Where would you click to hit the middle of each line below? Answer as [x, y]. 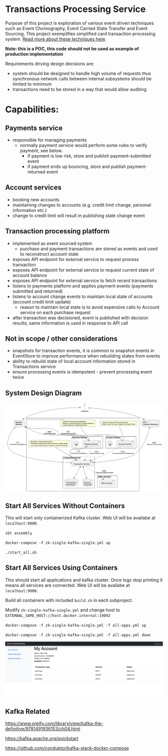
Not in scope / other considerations [61, 338]
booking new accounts [36, 199]
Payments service [34, 128]
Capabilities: [32, 110]
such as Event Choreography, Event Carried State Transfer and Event [76, 28]
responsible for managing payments [49, 140]
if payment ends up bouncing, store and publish [77, 166]
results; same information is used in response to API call [70, 323]
